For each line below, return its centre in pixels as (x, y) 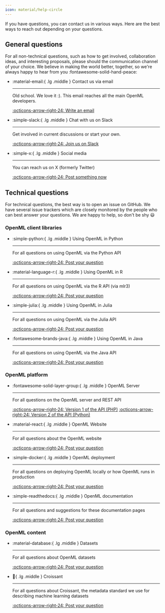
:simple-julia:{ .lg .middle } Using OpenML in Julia (62, 305)
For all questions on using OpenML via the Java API (64, 353)
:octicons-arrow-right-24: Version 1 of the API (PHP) (65, 409)
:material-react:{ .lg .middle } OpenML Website (59, 424)
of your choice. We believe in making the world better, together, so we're (79, 67)
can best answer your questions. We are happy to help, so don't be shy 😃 (80, 215)
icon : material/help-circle (34, 10)
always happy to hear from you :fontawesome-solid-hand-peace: (71, 72)
